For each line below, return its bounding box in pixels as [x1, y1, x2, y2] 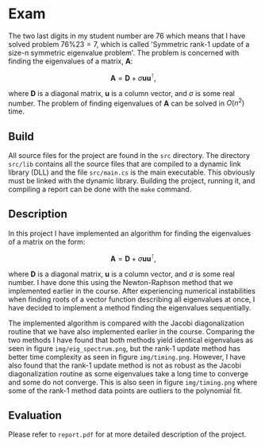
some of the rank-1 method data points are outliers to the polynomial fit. [8, 386, 243, 395]
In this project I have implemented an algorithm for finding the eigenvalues [8, 228, 252, 238]
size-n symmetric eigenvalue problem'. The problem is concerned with [8, 48, 240, 57]
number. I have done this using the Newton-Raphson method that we [8, 277, 233, 287]
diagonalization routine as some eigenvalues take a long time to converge [8, 368, 248, 378]
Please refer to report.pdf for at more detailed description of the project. [8, 430, 247, 439]
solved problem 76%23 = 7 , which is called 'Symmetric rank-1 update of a [8, 39, 250, 48]
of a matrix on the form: [8, 237, 86, 246]
